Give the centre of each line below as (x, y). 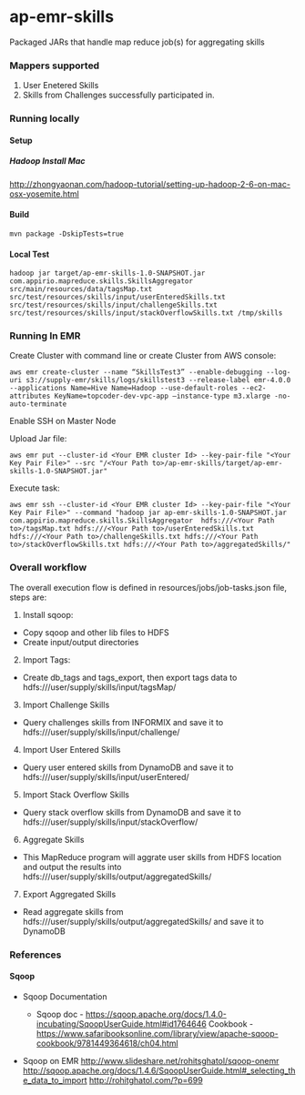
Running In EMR (45, 336)
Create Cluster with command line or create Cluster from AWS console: (143, 356)
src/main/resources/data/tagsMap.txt (81, 289)
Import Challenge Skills (66, 705)
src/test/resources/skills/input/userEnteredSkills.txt (117, 298)
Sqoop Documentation (65, 996)
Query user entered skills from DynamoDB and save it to (128, 767)
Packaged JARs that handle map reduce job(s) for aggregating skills (137, 42)
